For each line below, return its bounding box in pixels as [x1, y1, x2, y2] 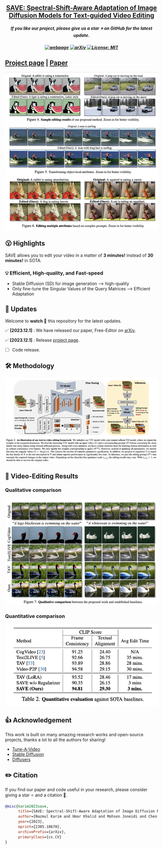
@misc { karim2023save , [5, 804, 49, 809]
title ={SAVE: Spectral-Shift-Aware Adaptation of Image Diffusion [17, 809, 155, 814]
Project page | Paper [5, 58, 68, 67]
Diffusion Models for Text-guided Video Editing [9, 12, 154, 20]
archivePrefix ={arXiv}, [17, 829, 66, 834]
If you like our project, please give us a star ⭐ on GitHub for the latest [10, 25, 153, 31]
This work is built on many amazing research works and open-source [5, 731, 144, 737]
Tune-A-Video [12, 746, 40, 752]
